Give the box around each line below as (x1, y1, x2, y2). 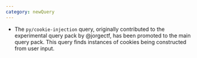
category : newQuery (5, 8, 55, 15)
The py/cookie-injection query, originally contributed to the (14, 25, 165, 33)
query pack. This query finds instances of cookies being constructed (14, 38, 187, 45)
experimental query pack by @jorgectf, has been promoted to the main (14, 31, 191, 39)
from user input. (14, 45, 55, 52)
